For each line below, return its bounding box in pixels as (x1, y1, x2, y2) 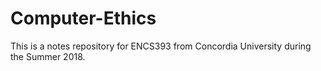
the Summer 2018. (10, 50, 86, 62)
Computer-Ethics (10, 7, 157, 30)
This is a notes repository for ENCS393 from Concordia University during (10, 40, 312, 52)
